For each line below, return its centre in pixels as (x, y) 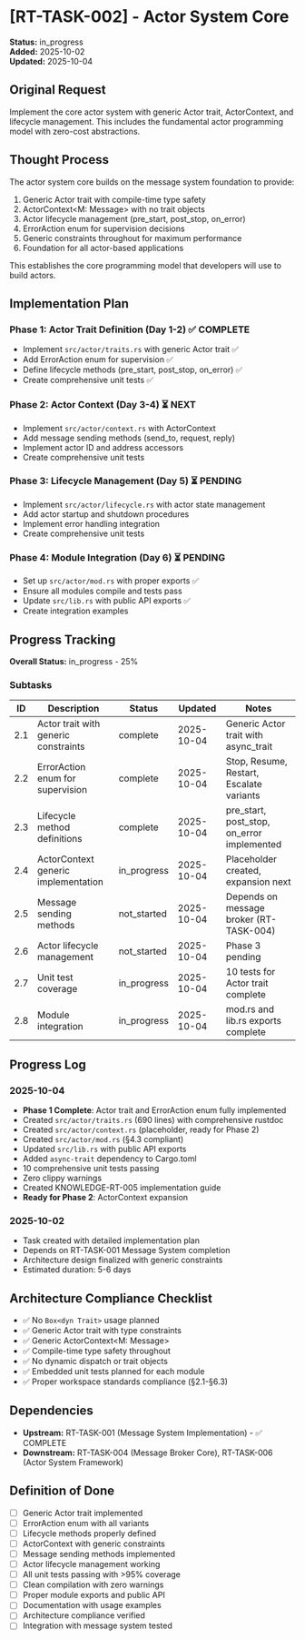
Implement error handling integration (91, 523)
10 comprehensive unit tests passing (91, 1168)
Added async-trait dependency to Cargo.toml (109, 1159)
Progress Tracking (63, 639)
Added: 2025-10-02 (47, 51)
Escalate (244, 785)
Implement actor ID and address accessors (103, 447)
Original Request (58, 90)
